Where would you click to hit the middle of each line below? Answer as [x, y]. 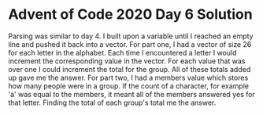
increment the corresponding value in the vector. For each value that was [127, 61]
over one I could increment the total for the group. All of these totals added [130, 69]
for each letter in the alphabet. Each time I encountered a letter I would [122, 52]
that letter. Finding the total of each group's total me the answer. [112, 102]
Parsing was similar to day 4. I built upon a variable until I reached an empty [131, 36]
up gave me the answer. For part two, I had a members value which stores [128, 77]
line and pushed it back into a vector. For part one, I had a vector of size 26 [130, 44]
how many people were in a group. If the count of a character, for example [129, 86]
